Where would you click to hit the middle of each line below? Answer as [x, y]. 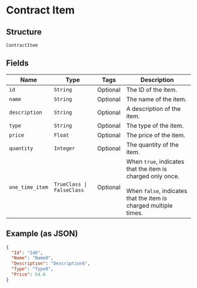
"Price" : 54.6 [28, 275]
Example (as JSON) [42, 234]
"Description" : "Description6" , [51, 264]
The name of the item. [156, 99]
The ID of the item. [152, 90]
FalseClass [69, 190]
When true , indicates [155, 161]
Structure [24, 32]
